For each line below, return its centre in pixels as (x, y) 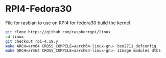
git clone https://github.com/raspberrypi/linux (58, 32)
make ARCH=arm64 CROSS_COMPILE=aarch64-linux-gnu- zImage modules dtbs (83, 51)
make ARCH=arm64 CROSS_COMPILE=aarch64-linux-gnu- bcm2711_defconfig (81, 46)
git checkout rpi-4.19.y (32, 41)
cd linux (15, 37)
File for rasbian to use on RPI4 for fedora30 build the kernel (68, 23)
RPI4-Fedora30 (39, 9)
